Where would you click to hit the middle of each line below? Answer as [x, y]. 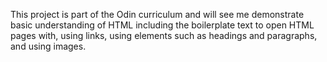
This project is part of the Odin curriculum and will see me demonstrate [157, 14]
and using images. [48, 46]
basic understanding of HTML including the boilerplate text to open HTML [162, 25]
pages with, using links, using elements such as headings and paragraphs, [164, 35]
